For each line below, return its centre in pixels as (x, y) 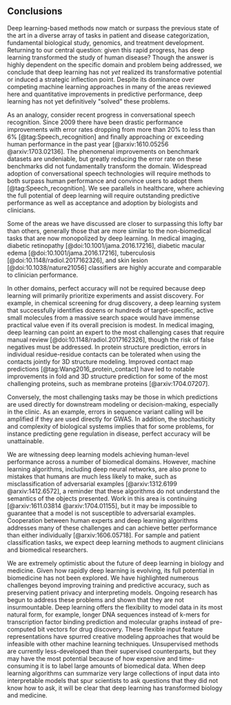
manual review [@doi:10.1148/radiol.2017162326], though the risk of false (111, 339)
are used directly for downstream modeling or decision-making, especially (113, 404)
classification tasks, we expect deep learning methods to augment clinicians (115, 542)
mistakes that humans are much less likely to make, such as (92, 476)
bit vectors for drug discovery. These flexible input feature (120, 629)
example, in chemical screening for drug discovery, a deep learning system (114, 302)
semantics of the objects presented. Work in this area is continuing (102, 498)
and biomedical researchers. (48, 550)
